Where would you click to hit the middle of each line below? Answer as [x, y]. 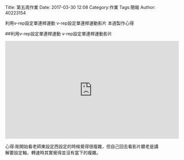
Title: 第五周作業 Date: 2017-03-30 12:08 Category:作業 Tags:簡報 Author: [80, 7]
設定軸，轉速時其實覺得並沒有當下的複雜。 [57, 153]
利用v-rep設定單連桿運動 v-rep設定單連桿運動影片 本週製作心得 [69, 23]
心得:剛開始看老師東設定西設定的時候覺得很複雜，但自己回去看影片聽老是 [80, 146]
